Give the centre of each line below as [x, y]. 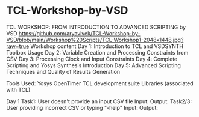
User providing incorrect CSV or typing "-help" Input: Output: [82, 107]
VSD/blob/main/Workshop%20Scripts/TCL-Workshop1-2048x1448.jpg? [95, 40]
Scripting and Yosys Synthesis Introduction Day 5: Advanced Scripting [93, 65]
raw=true [18, 46]
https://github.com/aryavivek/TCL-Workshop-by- [79, 33]
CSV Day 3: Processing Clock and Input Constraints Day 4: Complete [92, 59]
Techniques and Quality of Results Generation [63, 71]
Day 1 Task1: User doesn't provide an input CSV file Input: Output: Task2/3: [99, 101]
